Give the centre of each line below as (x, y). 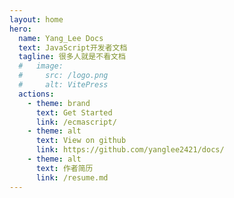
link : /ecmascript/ (76, 122)
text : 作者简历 (64, 168)
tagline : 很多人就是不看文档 (72, 57)
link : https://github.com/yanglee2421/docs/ (130, 150)
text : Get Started (74, 112)
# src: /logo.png (63, 76)
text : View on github (81, 141)
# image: (41, 66)
